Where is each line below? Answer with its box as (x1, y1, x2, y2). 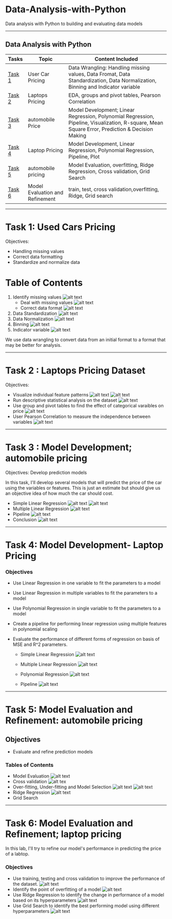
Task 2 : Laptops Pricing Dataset (5, 365, 146, 376)
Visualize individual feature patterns (12, 391, 89, 398)
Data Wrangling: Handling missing (68, 64, 150, 71)
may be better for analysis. (5, 342, 62, 348)
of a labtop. (5, 851, 30, 857)
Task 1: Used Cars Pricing (5, 221, 116, 233)
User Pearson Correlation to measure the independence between (12, 413, 151, 420)
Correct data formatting (12, 254, 63, 260)
